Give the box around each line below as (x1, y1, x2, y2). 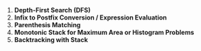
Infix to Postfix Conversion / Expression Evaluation (13, 13, 167, 22)
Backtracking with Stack (13, 36, 89, 44)
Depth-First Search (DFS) (13, 6, 91, 14)
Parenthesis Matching (13, 21, 81, 29)
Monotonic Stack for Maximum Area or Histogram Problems (13, 28, 195, 36)
